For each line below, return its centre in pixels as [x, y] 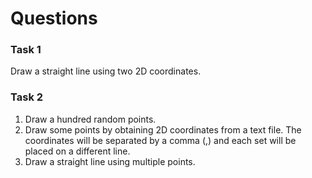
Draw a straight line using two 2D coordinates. [106, 71]
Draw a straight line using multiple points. [110, 161]
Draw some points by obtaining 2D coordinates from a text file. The [163, 129]
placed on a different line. [77, 151]
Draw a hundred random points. [90, 119]
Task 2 [27, 97]
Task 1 [26, 50]
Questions [54, 18]
